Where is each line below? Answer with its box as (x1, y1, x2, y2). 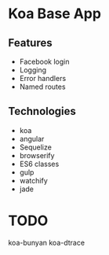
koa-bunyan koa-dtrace (8, 238, 85, 247)
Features (8, 36, 53, 50)
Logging (19, 65, 47, 75)
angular (19, 134, 45, 143)
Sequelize (19, 142, 53, 152)
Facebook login (19, 57, 70, 66)
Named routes (19, 82, 66, 91)
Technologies (8, 105, 77, 118)
